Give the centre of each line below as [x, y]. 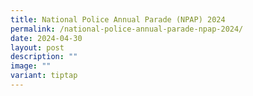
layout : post [37, 47]
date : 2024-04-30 [46, 38]
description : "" [44, 57]
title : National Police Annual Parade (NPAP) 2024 [118, 19]
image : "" [31, 66]
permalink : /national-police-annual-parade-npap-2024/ [127, 29]
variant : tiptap [44, 76]
